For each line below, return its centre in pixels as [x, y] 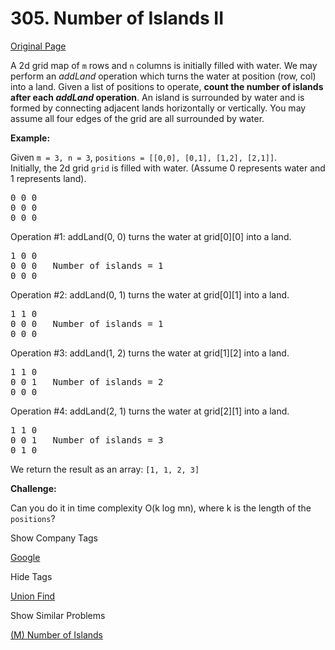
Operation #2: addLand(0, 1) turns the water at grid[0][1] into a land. [150, 294]
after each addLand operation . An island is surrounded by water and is [157, 97]
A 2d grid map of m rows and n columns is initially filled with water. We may [164, 65]
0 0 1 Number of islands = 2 [87, 381]
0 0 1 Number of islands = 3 [87, 440]
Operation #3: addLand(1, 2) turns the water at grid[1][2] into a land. [150, 353]
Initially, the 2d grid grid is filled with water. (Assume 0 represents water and [168, 168]
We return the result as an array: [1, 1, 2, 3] [105, 469]
